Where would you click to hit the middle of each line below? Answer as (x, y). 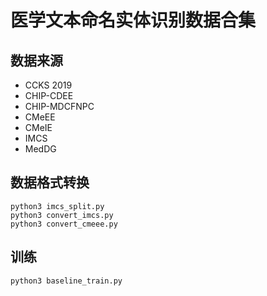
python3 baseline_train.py (66, 281)
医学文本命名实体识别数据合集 (133, 20)
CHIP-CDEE (49, 95)
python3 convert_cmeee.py (64, 224)
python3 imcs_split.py (57, 206)
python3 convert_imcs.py (62, 215)
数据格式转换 (50, 182)
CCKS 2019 (48, 85)
